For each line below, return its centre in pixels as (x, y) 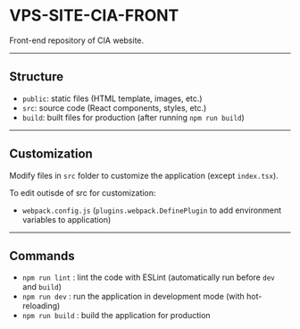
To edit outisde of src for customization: (83, 192)
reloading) (41, 306)
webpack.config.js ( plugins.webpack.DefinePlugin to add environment (152, 210)
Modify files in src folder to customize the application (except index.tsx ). (144, 175)
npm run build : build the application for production (117, 316)
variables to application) (67, 219)
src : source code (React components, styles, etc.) (114, 107)
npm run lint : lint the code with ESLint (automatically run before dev (148, 277)
